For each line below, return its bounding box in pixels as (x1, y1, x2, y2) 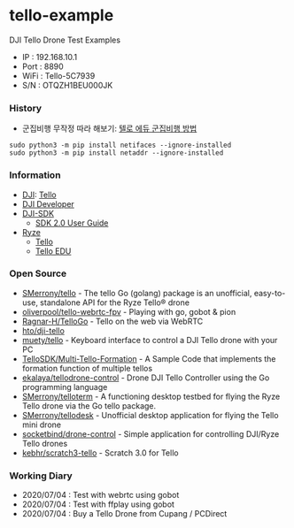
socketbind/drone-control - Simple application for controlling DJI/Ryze (21, 428, 280, 439)
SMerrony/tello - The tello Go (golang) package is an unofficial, (21, 287, 252, 298)
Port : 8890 (21, 61, 64, 72)
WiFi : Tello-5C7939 (21, 70, 96, 80)
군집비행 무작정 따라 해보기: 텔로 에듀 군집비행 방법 (21, 123, 197, 134)
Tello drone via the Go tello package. (21, 400, 157, 411)
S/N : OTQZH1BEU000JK (21, 80, 113, 90)
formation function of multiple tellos (21, 363, 153, 373)
